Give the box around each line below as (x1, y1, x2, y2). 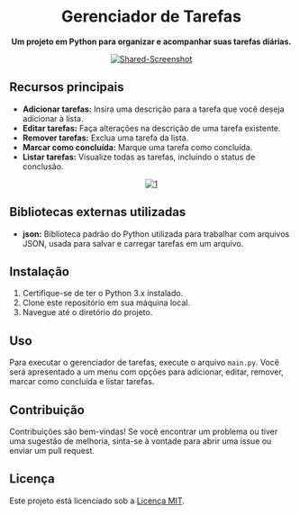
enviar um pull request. (9, 446, 95, 456)
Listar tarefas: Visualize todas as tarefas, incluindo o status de (22, 151, 256, 162)
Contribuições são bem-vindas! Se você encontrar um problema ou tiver (9, 426, 278, 437)
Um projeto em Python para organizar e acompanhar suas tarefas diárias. (11, 36, 292, 47)
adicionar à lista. (22, 113, 84, 123)
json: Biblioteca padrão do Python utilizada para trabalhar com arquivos (22, 228, 290, 239)
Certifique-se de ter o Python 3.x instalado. (22, 288, 184, 299)
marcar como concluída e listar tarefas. (9, 376, 155, 387)
